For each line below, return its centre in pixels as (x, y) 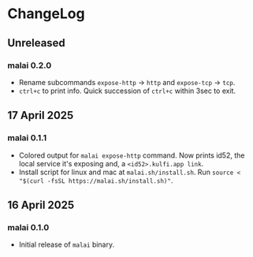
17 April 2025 (41, 115)
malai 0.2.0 (30, 65)
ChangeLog (46, 14)
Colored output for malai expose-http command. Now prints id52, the (132, 155)
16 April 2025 (41, 205)
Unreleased (37, 43)
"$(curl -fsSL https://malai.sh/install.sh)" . (96, 180)
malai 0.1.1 (27, 138)
